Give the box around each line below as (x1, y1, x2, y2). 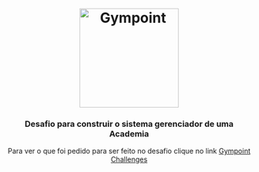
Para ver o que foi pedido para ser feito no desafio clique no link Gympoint (7, 147, 251, 156)
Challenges (110, 155, 148, 164)
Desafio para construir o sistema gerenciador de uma (25, 119, 234, 130)
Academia (109, 128, 150, 140)
